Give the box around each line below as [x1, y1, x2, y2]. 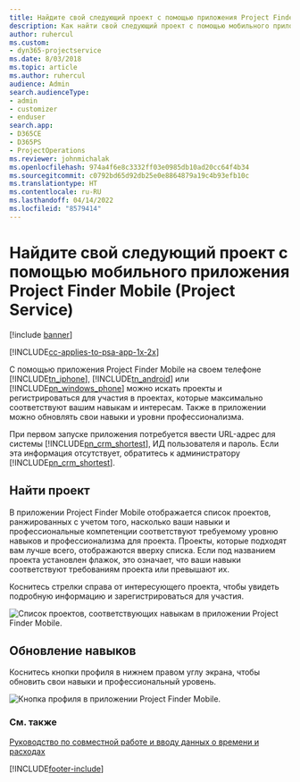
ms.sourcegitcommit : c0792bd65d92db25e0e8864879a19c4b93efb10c [9, 171, 250, 180]
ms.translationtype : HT [9, 180, 98, 189]
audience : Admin [9, 80, 70, 88]
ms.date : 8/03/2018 [9, 55, 82, 63]
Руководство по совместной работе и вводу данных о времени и [9, 736, 260, 747]
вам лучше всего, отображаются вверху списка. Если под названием [9, 544, 276, 555]
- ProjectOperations [9, 146, 87, 155]
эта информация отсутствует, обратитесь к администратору [9, 448, 241, 458]
